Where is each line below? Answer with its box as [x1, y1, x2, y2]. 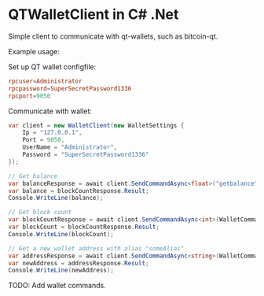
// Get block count [8, 209, 72, 216]
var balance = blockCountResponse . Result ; [8, 187, 149, 194]
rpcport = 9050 [8, 92, 51, 100]
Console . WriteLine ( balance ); [8, 194, 104, 202]
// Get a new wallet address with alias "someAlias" [8, 244, 185, 253]
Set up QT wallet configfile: [8, 61, 97, 72]
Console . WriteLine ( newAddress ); [8, 266, 114, 275]
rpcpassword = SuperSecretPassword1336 [8, 84, 132, 92]
